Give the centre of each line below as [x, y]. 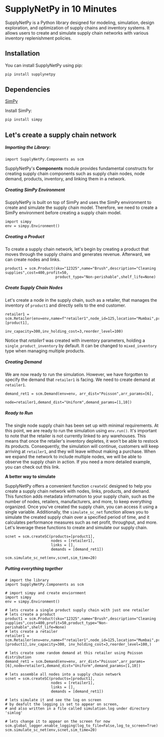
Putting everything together [34, 569]
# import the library [27, 581]
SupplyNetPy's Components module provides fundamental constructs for [79, 168]
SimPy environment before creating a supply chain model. [63, 212]
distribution [18, 657]
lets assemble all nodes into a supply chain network [65, 674]
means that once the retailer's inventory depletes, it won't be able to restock [82, 441]
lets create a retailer [33, 632]
